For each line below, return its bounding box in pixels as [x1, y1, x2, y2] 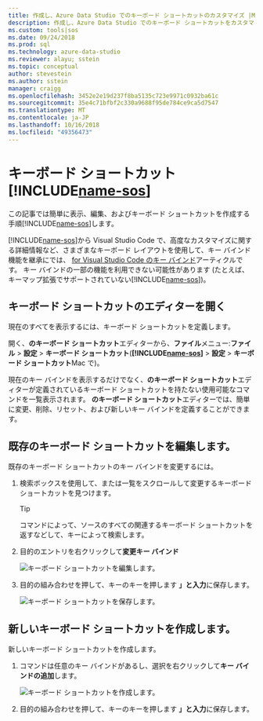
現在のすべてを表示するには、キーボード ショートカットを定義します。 [8, 322, 235, 331]
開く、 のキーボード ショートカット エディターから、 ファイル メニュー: [8, 339, 231, 348]
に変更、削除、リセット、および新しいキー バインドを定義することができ [8, 404, 243, 414]
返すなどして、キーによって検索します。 [19, 530, 149, 540]
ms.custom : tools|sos [8, 26, 79, 34]
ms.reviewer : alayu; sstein [8, 56, 100, 64]
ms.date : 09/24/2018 [8, 33, 76, 42]
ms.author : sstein [8, 77, 68, 85]
